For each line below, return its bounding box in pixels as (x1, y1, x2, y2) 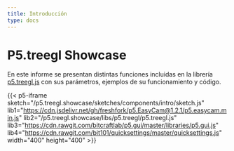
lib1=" (7, 106, 24, 114)
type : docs (7, 17, 39, 24)
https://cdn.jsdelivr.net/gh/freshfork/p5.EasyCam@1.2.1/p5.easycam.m (23, 106, 227, 114)
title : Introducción (7, 10, 68, 18)
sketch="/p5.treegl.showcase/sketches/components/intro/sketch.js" (7, 99, 205, 107)
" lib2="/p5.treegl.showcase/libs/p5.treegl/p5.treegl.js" (18, 114, 177, 122)
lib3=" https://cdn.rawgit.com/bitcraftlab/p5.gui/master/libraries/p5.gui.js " (7, 121, 219, 130)
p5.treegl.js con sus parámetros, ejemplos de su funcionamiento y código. (7, 78, 221, 86)
